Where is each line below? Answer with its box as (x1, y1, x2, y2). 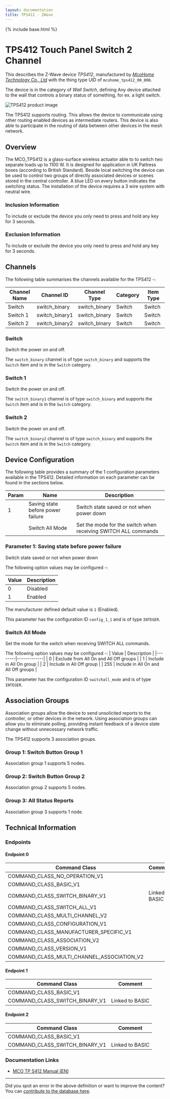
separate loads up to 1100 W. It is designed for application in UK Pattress (5, 162, 156, 168)
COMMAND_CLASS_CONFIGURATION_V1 (8, 921, 107, 928)
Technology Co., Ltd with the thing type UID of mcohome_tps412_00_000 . (5, 77, 152, 83)
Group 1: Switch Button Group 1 (5, 748, 83, 755)
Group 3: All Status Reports (5, 797, 74, 804)
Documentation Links (5, 1056, 59, 1063)
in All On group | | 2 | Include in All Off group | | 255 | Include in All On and (5, 661, 159, 667)
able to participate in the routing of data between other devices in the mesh (5, 123, 163, 129)
